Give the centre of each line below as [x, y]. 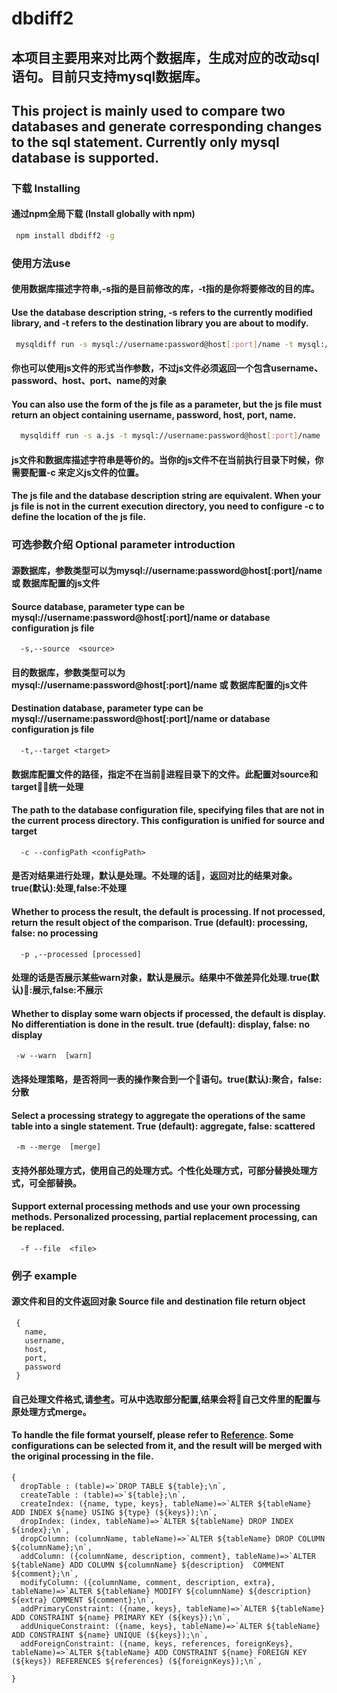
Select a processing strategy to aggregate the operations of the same [158, 1115]
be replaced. [38, 1228]
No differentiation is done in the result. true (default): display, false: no [161, 1024]
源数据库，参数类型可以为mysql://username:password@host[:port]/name [167, 570]
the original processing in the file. [82, 1456]
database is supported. [85, 157]
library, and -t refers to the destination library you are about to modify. [160, 323]
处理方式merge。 [55, 1411]
